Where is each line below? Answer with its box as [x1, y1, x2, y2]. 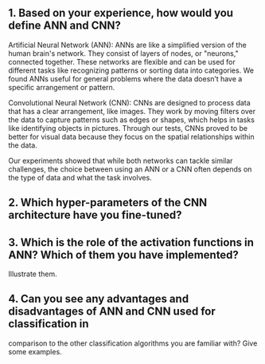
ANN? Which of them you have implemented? [8, 247, 239, 262]
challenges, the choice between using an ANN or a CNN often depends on [8, 164, 252, 174]
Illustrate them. [8, 269, 57, 279]
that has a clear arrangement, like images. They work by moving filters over [8, 106, 256, 116]
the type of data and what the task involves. [8, 172, 153, 182]
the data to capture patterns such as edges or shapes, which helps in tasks [8, 115, 255, 125]
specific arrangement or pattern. [8, 82, 115, 92]
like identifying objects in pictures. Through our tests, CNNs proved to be [8, 123, 248, 133]
